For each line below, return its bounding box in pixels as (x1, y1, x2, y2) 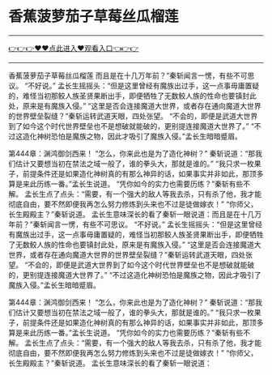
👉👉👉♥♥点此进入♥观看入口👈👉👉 (8, 43, 139, 53)
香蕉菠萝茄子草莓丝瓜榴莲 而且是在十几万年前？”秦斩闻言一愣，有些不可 (8, 70, 249, 80)
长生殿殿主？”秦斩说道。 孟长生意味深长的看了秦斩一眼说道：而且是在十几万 (8, 209, 262, 219)
